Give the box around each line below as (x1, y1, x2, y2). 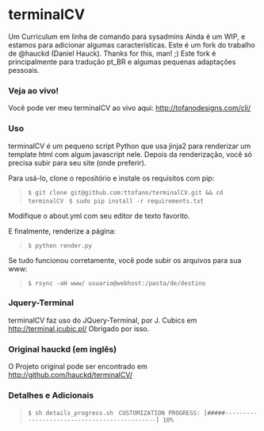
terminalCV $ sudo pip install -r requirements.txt (27, 196, 205, 205)
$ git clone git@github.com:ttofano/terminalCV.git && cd (27, 189, 224, 196)
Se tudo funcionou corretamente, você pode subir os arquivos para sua (8, 255, 242, 265)
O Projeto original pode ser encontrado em (8, 362, 148, 372)
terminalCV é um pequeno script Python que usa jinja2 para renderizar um (8, 141, 251, 151)
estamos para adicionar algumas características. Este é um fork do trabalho (8, 40, 255, 49)
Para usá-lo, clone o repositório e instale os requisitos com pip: (8, 173, 215, 183)
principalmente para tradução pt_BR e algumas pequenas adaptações (8, 57, 236, 67)
